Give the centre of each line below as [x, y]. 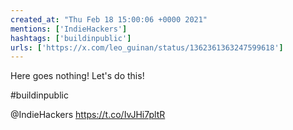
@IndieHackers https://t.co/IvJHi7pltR [88, 115]
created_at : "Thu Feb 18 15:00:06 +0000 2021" [109, 19]
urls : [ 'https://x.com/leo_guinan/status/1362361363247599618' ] [147, 47]
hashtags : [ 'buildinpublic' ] [71, 38]
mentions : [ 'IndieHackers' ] [69, 29]
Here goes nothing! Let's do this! [77, 76]
